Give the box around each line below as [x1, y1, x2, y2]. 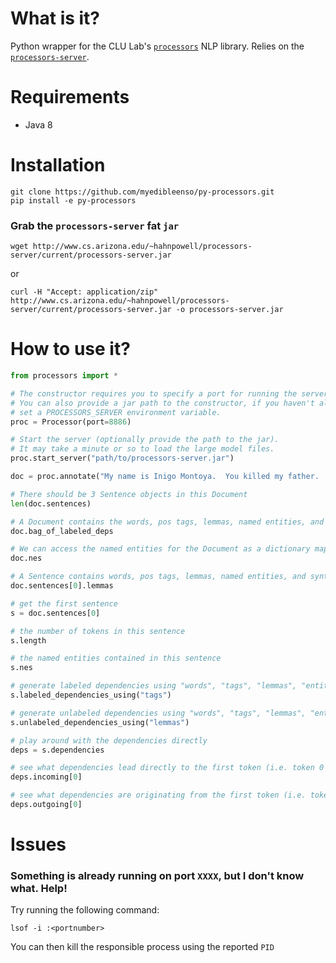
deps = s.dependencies [10, 745, 105, 755]
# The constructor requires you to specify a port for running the [10, 388, 298, 399]
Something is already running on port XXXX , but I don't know [10, 869, 305, 883]
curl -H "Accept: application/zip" [10, 287, 159, 297]
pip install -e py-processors [10, 195, 137, 206]
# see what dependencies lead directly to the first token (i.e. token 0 [10, 763, 325, 773]
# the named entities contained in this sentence [10, 653, 222, 664]
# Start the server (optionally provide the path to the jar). [10, 435, 280, 445]
